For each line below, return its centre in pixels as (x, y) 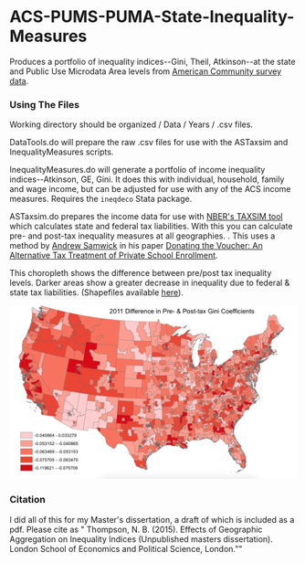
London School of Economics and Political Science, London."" (126, 548)
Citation (27, 500)
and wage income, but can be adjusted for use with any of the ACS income (150, 189)
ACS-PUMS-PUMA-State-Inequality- (152, 17)
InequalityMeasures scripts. (62, 152)
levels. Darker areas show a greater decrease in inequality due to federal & (150, 283)
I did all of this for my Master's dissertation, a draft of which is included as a (152, 519)
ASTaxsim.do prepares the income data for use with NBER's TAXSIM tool (146, 217)
